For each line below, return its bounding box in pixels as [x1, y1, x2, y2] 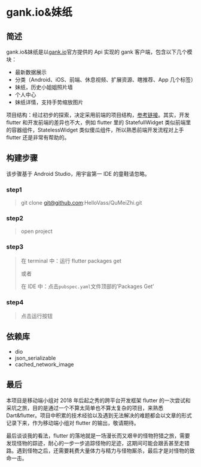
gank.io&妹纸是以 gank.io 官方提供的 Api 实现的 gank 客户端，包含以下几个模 [6, 49, 193, 55]
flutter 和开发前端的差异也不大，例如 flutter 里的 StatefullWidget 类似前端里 [6, 119, 191, 126]
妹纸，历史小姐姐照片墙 [14, 83, 73, 91]
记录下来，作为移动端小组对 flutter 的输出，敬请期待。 [6, 419, 139, 426]
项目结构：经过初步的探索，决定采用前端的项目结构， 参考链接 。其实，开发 [6, 112, 190, 118]
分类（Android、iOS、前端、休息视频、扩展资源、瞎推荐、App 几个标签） [14, 76, 196, 83]
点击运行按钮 [20, 313, 53, 319]
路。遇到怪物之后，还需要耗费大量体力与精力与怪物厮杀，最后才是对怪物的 [6, 447, 190, 454]
